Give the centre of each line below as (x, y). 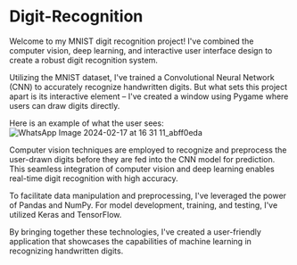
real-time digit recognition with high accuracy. (94, 178)
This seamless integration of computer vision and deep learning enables (142, 169)
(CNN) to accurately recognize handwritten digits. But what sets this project (148, 87)
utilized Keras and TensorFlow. (66, 214)
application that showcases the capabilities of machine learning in (131, 241)
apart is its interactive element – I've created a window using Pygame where (149, 96)
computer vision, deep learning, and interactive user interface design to (141, 50)
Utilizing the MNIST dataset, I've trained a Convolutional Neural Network (142, 77)
